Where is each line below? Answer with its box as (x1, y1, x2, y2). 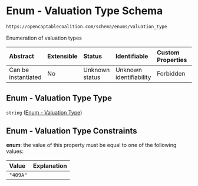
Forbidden (157, 69, 186, 77)
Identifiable (115, 52, 148, 60)
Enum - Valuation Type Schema (6, 4, 163, 18)
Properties (157, 56, 187, 64)
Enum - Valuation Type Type (6, 93, 112, 103)
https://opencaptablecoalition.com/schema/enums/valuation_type (6, 24, 167, 30)
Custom (157, 48, 180, 57)
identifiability (115, 73, 151, 81)
